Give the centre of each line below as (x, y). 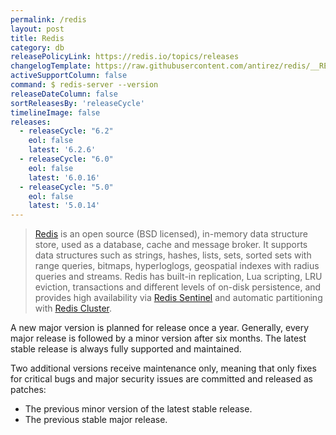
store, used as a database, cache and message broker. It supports (171, 245)
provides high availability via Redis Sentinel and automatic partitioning (178, 298)
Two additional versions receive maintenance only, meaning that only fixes (163, 368)
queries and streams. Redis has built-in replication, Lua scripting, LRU (178, 277)
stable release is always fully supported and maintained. (126, 349)
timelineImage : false (55, 112)
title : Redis (37, 38)
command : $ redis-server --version (84, 85)
